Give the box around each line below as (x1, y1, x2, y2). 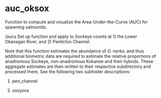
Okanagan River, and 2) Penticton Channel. (5, 38, 91, 44)
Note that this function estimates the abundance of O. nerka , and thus (5, 48, 144, 54)
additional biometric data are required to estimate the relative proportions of (5, 53, 156, 59)
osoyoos (12, 87, 29, 93)
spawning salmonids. (5, 24, 47, 30)
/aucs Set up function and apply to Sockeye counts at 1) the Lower (5, 33, 137, 39)
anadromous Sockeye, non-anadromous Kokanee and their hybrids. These (5, 58, 154, 64)
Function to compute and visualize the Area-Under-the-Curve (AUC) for (5, 19, 148, 25)
